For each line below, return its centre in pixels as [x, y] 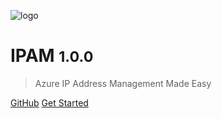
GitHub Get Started [49, 102]
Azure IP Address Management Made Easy [123, 83]
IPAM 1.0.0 [52, 56]
